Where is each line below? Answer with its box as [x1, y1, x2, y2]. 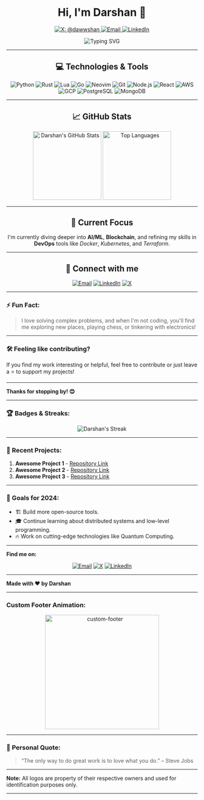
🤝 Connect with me [66, 263, 138, 274]
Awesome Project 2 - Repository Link [15, 466, 110, 474]
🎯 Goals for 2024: [6, 494, 59, 502]
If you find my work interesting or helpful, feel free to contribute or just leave [6, 361, 197, 368]
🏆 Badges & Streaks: [6, 409, 70, 417]
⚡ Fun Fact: [6, 301, 40, 310]
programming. [15, 526, 51, 533]
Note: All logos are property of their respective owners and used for [6, 774, 177, 782]
